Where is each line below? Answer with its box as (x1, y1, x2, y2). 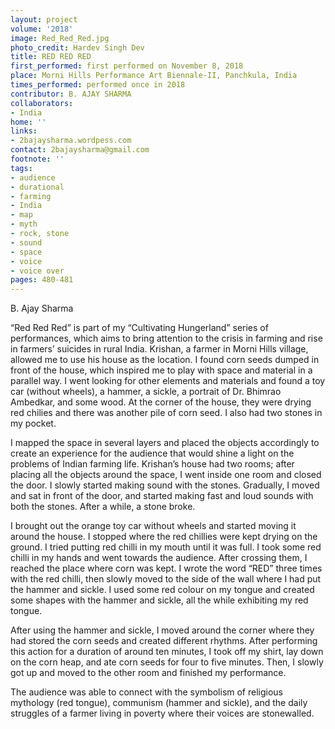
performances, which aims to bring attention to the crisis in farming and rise (10, 332, 323, 345)
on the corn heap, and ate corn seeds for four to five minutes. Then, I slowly (10, 656, 324, 668)
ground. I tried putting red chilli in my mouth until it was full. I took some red (10, 541, 322, 553)
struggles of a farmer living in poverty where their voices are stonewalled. (10, 707, 315, 720)
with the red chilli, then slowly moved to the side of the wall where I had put (10, 573, 322, 585)
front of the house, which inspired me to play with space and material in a (10, 364, 313, 376)
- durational (10, 182, 65, 192)
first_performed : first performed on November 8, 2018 (10, 61, 244, 71)
